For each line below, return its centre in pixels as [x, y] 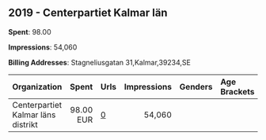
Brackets [237, 91]
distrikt [25, 124]
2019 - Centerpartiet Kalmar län [88, 13]
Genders [196, 87]
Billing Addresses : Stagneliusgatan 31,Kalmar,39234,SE [100, 62]
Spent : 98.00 [30, 31]
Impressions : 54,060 [43, 47]
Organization [37, 87]
